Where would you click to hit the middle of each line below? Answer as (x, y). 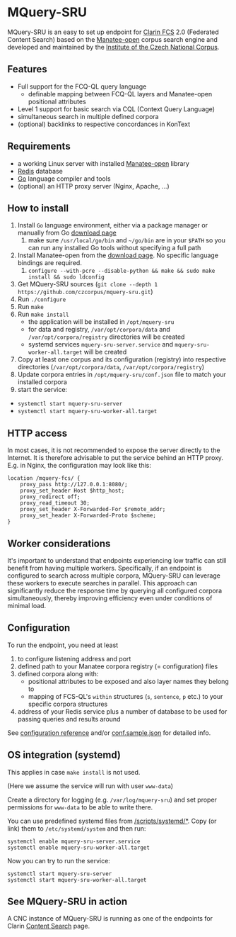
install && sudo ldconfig (66, 277)
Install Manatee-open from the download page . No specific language (118, 255)
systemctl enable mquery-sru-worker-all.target (79, 848)
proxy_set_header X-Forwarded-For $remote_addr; (93, 510)
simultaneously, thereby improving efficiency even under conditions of (110, 598)
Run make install (43, 314)
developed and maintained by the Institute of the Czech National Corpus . (113, 47)
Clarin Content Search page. (49, 926)
